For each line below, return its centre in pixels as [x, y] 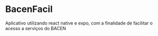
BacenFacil [29, 9]
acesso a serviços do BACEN [36, 28]
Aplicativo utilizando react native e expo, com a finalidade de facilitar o [79, 23]
